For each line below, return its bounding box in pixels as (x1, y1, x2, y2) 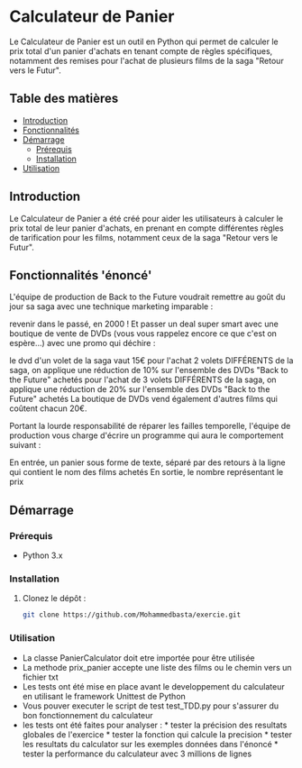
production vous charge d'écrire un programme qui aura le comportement (9, 430, 284, 441)
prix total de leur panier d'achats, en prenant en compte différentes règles (9, 223, 284, 233)
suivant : (9, 440, 41, 451)
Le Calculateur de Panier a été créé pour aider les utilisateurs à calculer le (9, 213, 284, 224)
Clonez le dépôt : (22, 593, 87, 604)
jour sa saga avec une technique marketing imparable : (9, 301, 214, 312)
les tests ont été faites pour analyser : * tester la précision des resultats (22, 719, 288, 730)
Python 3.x (22, 550, 63, 561)
